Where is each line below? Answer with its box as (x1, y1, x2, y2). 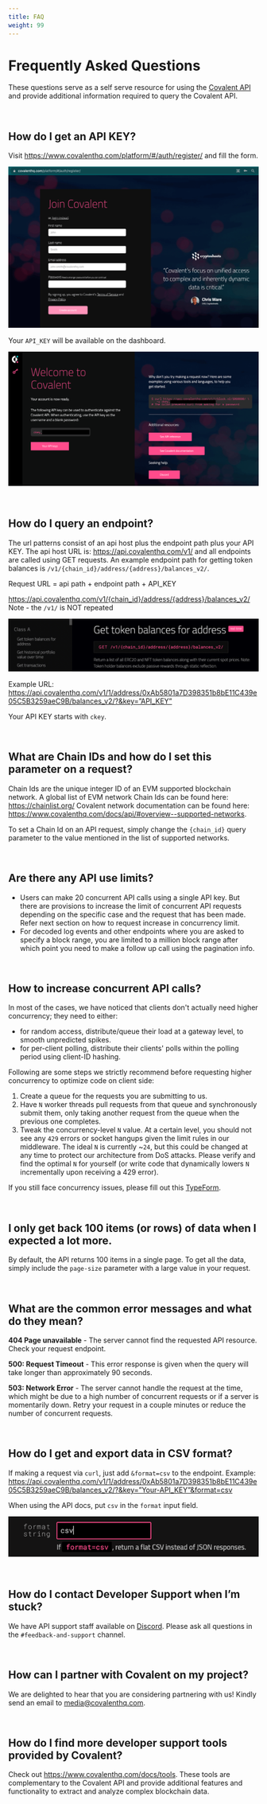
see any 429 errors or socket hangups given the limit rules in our (19, 1134, 230, 1144)
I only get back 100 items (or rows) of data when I (8, 1221, 257, 1235)
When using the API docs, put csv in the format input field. (8, 1500, 199, 1510)
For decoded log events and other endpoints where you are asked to (19, 926, 245, 936)
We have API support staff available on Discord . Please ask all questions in (8, 1621, 253, 1631)
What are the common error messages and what (8, 1302, 253, 1315)
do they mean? (8, 1314, 83, 1328)
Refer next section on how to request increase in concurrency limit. (19, 918, 240, 927)
